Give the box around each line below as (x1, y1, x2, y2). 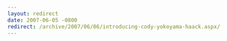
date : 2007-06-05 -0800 (7, 17, 78, 24)
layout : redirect (7, 10, 59, 17)
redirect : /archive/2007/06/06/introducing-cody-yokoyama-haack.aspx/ (7, 23, 221, 30)
